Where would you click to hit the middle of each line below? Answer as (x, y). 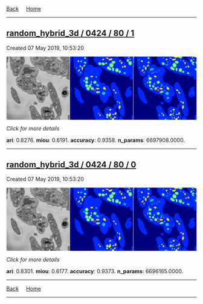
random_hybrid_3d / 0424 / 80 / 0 (71, 165)
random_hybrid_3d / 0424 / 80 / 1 (70, 34)
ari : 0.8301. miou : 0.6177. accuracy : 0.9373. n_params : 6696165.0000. (95, 271)
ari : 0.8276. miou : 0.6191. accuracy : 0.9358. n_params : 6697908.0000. (96, 140)
